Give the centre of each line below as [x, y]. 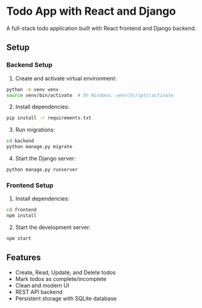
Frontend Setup [30, 185]
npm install [21, 216]
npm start [19, 238]
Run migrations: [35, 130]
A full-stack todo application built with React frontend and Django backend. [101, 28]
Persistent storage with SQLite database [66, 298]
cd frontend [21, 210]
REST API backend [39, 291]
